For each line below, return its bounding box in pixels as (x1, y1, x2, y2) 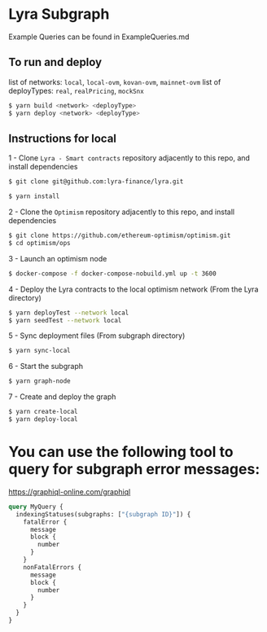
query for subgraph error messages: (8, 460, 260, 479)
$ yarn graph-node (8, 377, 71, 385)
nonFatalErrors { (23, 563, 82, 571)
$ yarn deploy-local (8, 415, 79, 424)
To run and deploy (8, 55, 103, 69)
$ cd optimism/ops (8, 239, 71, 247)
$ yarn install (8, 192, 60, 200)
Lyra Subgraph (8, 5, 110, 24)
